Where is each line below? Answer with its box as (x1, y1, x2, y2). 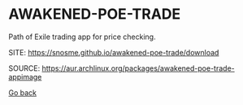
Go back (8, 87, 37, 98)
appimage (8, 72, 42, 81)
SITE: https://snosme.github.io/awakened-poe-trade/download (8, 47, 219, 57)
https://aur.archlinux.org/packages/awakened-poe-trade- (41, 63, 235, 73)
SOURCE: (8, 63, 41, 73)
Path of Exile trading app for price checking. (8, 32, 156, 42)
